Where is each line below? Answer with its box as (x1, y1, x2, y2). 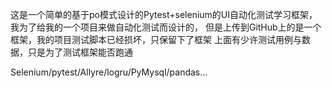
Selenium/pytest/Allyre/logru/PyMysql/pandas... (10, 66, 208, 78)
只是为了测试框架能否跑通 (27, 46, 133, 58)
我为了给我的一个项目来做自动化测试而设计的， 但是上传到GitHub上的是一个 (10, 21, 322, 33)
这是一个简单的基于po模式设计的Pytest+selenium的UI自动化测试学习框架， (10, 9, 318, 20)
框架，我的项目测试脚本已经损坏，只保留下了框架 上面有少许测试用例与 (10, 34, 302, 45)
